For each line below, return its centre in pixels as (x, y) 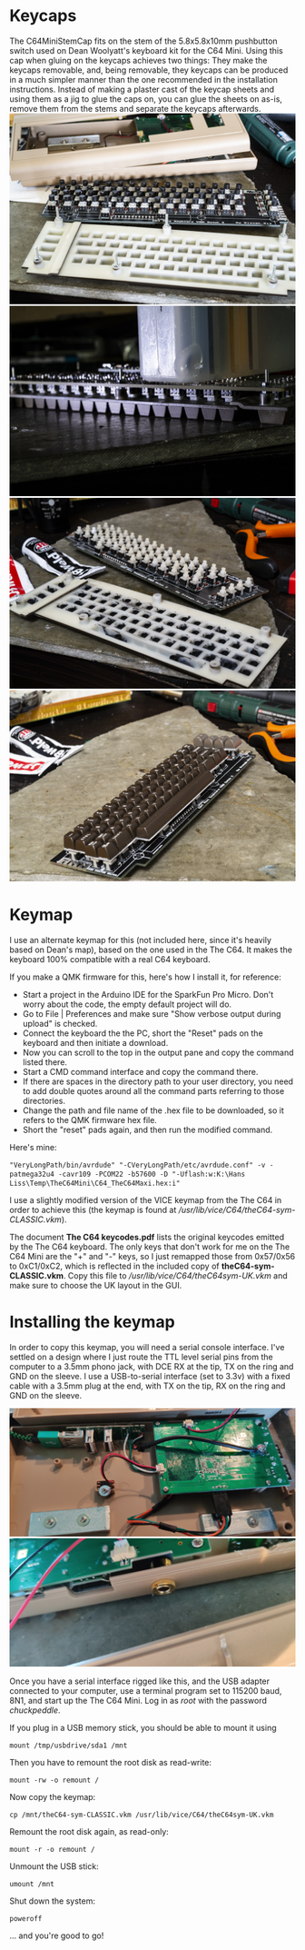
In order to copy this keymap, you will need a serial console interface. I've (147, 1347)
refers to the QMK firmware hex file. (89, 1119)
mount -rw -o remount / (54, 1781)
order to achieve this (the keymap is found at (93, 1209)
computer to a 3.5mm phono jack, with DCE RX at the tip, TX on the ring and (152, 1366)
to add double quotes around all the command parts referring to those (153, 1090)
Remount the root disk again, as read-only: (89, 1832)
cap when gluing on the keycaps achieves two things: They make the (138, 60)
